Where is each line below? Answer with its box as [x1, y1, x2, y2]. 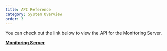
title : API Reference [5, 7, 51, 12]
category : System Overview [5, 12, 62, 17]
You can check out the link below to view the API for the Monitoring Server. [5, 30, 162, 36]
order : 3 [5, 16, 24, 21]
